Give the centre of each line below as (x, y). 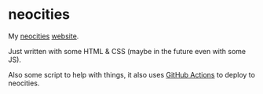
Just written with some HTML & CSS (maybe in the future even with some (127, 51)
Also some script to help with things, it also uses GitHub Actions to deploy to (131, 74)
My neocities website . (44, 36)
